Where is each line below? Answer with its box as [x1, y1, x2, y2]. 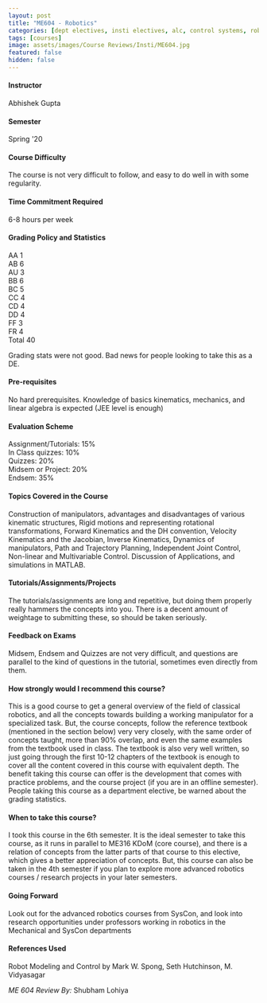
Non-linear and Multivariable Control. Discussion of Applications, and [8, 551, 235, 561]
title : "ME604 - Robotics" [8, 19, 98, 27]
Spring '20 [8, 135, 43, 144]
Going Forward [8, 891, 59, 900]
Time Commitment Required [8, 197, 103, 207]
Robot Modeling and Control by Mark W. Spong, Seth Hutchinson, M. [8, 961, 233, 971]
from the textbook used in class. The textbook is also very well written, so [8, 743, 250, 753]
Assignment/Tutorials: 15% [8, 439, 96, 449]
